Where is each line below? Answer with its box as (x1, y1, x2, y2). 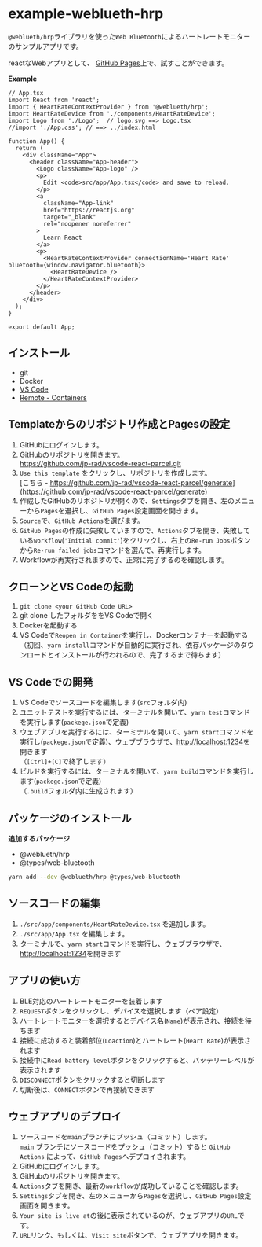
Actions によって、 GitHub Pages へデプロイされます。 (19, 1152, 191, 1161)
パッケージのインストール (8, 811, 132, 825)
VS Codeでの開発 (8, 675, 93, 689)
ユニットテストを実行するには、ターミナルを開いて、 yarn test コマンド (19, 708, 251, 717)
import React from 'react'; (8, 96, 100, 104)
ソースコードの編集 (8, 897, 100, 910)
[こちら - (19, 477, 49, 487)
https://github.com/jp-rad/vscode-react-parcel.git (19, 458, 182, 468)
